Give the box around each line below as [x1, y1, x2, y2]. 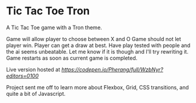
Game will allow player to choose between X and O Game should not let [6, 35, 181, 42]
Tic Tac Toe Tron [6, 4, 90, 18]
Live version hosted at [6, 65, 61, 73]
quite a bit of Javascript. [6, 90, 66, 97]
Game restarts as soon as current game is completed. [6, 54, 138, 61]
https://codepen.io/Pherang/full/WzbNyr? [61, 65, 163, 73]
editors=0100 [6, 72, 39, 79]
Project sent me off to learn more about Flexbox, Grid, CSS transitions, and [6, 83, 189, 90]
